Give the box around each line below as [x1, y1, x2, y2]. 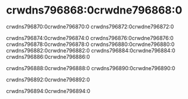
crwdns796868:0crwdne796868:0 [6, 4, 183, 17]
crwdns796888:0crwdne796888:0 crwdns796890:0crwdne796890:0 [6, 64, 176, 71]
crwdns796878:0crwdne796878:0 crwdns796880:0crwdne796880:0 [6, 41, 175, 48]
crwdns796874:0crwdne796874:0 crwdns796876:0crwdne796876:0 [6, 34, 174, 41]
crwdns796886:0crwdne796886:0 [6, 53, 90, 60]
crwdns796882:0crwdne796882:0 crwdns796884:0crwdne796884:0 [6, 47, 176, 54]
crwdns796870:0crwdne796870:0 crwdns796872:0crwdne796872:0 [6, 23, 174, 30]
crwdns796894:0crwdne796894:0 [6, 87, 90, 94]
